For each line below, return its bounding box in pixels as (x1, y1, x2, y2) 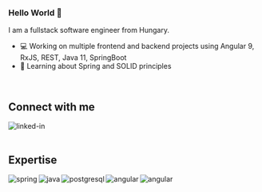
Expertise (8, 153, 58, 166)
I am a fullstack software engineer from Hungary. (8, 26, 170, 35)
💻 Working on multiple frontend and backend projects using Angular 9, (19, 42, 255, 51)
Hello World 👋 (8, 7, 62, 18)
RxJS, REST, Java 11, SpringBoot (19, 53, 127, 62)
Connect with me (8, 100, 96, 114)
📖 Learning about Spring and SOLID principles (19, 62, 172, 71)
